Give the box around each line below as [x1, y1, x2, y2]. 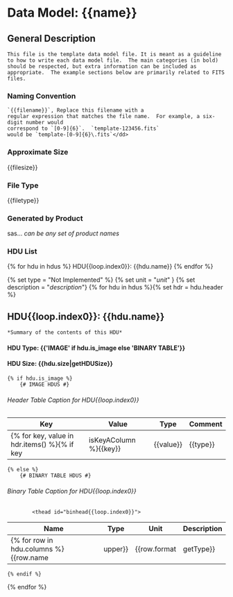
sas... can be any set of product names [7, 229, 120, 237]
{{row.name [10, 553, 49, 562]
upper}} [103, 544, 129, 553]
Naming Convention [7, 91, 76, 101]
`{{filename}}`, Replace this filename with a [7, 107, 144, 114]
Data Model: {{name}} [7, 5, 137, 21]
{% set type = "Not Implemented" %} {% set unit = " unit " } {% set [7, 276, 196, 284]
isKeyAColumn [89, 435, 137, 445]
